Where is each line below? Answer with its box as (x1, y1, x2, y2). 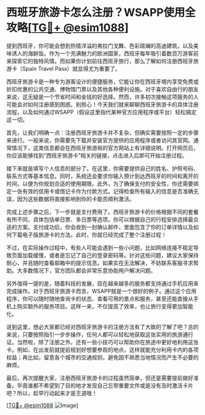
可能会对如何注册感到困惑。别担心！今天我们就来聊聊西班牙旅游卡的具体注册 (6, 101, 199, 108)
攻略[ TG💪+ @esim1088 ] (6, 21, 129, 35)
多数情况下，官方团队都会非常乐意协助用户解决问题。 (22, 266, 156, 274)
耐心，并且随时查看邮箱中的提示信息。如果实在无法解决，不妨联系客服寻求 (6, 259, 193, 266)
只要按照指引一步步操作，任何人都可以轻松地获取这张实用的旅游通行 (22, 330, 193, 338)
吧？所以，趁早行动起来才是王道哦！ (6, 389, 98, 397)
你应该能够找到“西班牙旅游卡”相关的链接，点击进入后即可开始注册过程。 (6, 152, 188, 159)
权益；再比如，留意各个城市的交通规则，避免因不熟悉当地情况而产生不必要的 (6, 353, 199, 361)
